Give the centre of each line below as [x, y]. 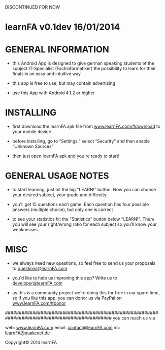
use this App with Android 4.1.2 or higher [53, 93]
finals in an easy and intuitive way [47, 74]
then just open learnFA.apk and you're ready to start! [66, 156]
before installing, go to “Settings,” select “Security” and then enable [81, 141]
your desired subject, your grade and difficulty [59, 195]
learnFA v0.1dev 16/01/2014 [63, 27]
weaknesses [25, 229]
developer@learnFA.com [37, 283]
